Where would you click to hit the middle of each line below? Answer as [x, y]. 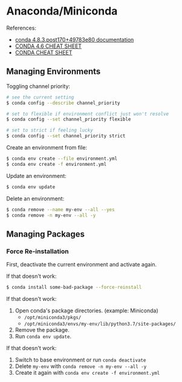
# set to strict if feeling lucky [50, 130]
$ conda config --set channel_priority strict [66, 136]
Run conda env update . [43, 336]
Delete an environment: [35, 199]
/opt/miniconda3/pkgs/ [53, 317]
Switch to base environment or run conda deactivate [80, 360]
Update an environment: [36, 176]
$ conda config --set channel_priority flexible [69, 119]
